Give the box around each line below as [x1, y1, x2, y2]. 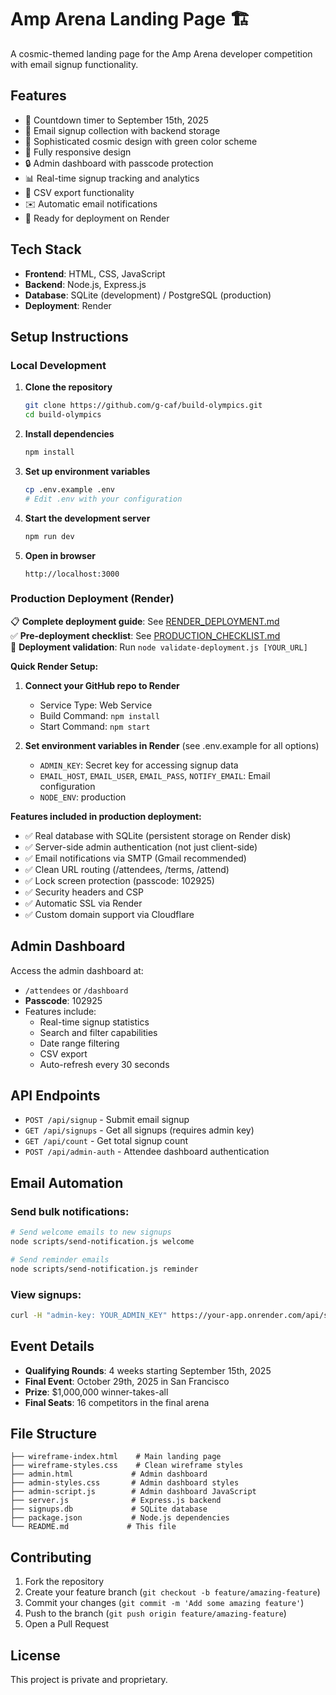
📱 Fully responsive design [24, 146, 132, 158]
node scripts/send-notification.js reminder [10, 1264, 199, 1274]
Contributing [10, 1549, 92, 1566]
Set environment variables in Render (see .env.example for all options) [24, 739, 320, 751]
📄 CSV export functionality [24, 186, 135, 198]
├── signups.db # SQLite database [10, 1504, 208, 1515]
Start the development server [24, 512, 151, 524]
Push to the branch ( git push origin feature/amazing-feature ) [24, 1607, 287, 1620]
